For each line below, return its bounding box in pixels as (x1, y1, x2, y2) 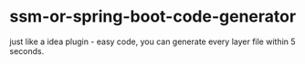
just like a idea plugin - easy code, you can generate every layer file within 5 (9, 36, 296, 47)
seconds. (9, 45, 45, 56)
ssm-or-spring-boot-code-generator (9, 6, 297, 27)
